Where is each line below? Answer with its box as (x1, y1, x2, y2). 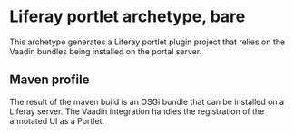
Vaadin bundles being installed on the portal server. (9, 45, 202, 56)
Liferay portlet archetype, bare (9, 6, 246, 27)
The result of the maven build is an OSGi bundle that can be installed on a (9, 96, 284, 107)
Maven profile (9, 72, 90, 88)
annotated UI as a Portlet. (9, 115, 105, 126)
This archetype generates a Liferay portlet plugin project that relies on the (9, 36, 286, 47)
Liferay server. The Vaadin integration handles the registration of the (9, 106, 265, 117)
